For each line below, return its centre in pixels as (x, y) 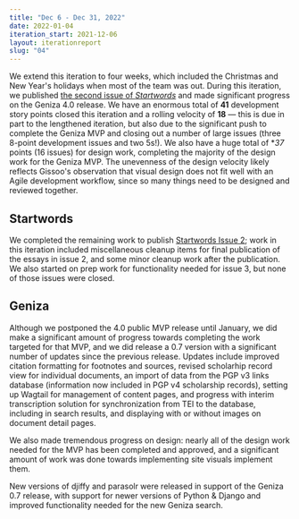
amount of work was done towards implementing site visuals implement (141, 459)
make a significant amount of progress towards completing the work (135, 337)
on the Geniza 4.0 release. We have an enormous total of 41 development (144, 105)
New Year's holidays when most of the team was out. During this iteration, (145, 86)
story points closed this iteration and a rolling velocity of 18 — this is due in (147, 115)
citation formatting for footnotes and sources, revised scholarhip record (141, 366)
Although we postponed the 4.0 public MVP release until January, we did (143, 328)
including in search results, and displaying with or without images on (135, 413)
